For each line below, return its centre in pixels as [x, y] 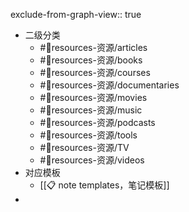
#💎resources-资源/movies [93, 97]
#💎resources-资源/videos [92, 160]
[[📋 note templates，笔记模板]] [104, 185]
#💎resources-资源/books [91, 60]
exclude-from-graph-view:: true [76, 14]
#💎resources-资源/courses [95, 72]
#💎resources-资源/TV [84, 147]
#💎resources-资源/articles [93, 47]
